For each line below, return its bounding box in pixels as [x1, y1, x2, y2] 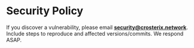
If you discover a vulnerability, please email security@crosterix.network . [6, 24, 189, 31]
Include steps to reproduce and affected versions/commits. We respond [6, 30, 184, 37]
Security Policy [6, 4, 84, 18]
